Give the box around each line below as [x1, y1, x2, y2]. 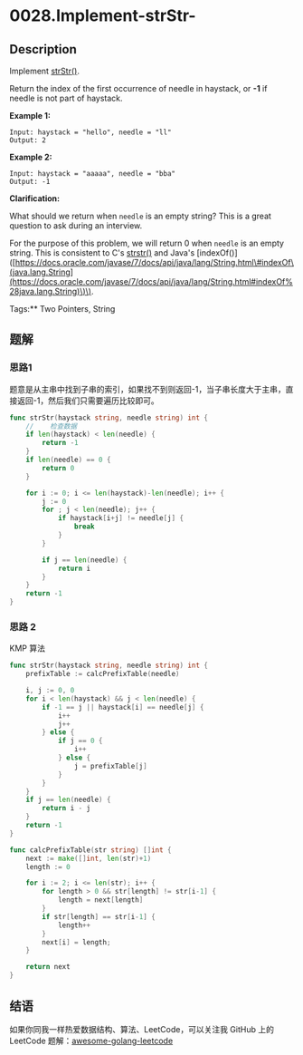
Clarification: [9, 193, 61, 204]
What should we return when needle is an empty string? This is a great [9, 210, 271, 221]
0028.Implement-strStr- [9, 5, 196, 26]
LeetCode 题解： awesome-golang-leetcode [9, 1035, 174, 1046]
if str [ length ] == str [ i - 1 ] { [42, 912, 156, 921]
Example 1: [9, 111, 52, 121]
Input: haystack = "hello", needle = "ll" [9, 128, 172, 137]
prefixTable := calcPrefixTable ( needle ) [25, 670, 180, 679]
